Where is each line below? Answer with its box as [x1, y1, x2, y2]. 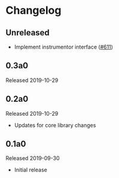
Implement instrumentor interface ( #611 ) [14, 43, 113, 50]
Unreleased [5, 28, 50, 38]
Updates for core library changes [14, 121, 96, 129]
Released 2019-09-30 [5, 155, 60, 162]
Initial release [14, 166, 47, 174]
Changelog [5, 4, 62, 17]
